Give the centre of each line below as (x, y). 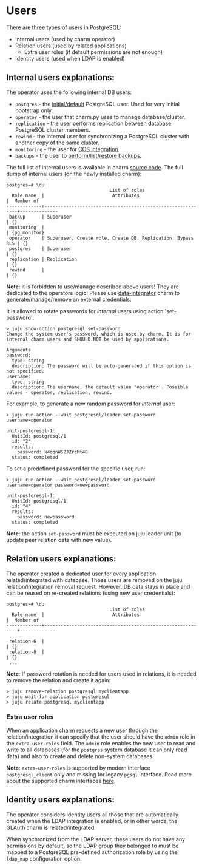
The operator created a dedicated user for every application (81, 574)
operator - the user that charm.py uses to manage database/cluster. (100, 117)
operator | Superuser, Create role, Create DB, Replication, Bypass (101, 238)
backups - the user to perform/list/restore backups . (78, 155)
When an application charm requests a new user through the (82, 730)
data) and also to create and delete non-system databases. (80, 756)
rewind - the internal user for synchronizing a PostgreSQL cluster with (102, 136)
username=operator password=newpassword (58, 485)
